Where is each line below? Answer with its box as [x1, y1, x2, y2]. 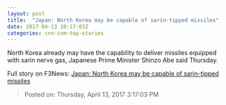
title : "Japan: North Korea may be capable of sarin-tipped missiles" [7, 17, 219, 24]
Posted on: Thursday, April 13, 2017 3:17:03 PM [24, 90, 159, 99]
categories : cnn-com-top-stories [7, 29, 104, 37]
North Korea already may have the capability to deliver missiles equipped [7, 49, 217, 57]
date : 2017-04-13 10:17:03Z [7, 23, 89, 30]
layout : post [7, 10, 45, 17]
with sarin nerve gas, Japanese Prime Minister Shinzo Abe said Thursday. [7, 56, 218, 65]
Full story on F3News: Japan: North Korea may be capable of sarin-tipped [7, 70, 219, 78]
